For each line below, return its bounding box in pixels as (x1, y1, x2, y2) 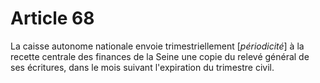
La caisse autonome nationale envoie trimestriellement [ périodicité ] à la (10, 40, 305, 52)
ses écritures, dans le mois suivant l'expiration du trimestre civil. (10, 61, 275, 73)
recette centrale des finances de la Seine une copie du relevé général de (10, 50, 310, 62)
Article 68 (10, 7, 95, 30)
